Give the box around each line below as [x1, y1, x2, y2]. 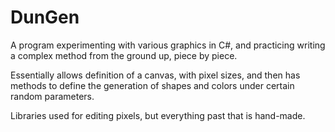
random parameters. [10, 90, 95, 102]
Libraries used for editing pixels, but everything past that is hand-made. [10, 109, 306, 121]
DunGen [10, 6, 80, 29]
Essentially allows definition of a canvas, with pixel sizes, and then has [10, 69, 301, 81]
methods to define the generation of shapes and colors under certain [10, 79, 295, 91]
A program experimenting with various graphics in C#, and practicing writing [10, 39, 326, 51]
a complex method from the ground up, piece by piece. [10, 49, 238, 61]
